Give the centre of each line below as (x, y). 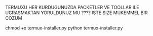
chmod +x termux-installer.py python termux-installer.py (64, 28)
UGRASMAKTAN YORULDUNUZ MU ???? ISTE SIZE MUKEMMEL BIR (76, 13)
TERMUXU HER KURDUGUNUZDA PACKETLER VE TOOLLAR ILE (72, 7)
